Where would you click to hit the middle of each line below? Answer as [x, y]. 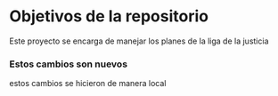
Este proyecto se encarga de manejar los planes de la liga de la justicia [139, 41]
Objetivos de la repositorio [109, 16]
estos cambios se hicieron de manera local [88, 84]
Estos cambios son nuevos [68, 64]
